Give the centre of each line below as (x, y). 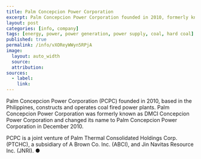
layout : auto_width (36, 56)
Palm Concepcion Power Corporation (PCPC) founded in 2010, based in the (99, 101)
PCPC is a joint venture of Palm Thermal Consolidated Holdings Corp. (92, 138)
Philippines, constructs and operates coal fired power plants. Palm (88, 107)
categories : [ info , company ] (42, 28)
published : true (26, 39)
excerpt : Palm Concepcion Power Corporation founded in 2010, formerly (97, 17)
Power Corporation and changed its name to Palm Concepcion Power (92, 120)
